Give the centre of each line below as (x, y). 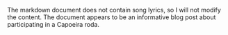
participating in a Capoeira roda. (53, 24)
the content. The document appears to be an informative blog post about (112, 17)
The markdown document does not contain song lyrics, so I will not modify (114, 10)
